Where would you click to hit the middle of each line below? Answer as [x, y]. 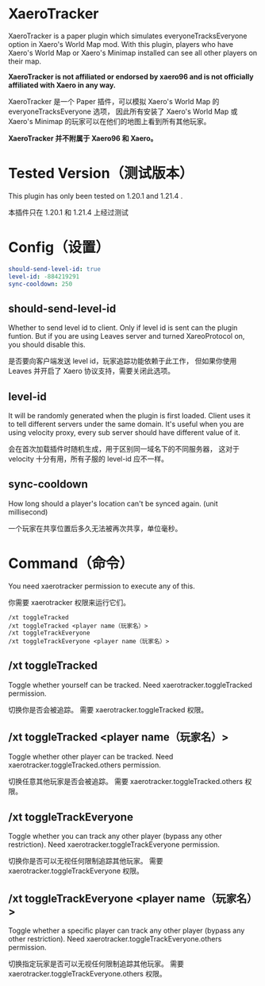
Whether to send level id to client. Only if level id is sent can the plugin [123, 328]
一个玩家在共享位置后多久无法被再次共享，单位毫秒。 [95, 528]
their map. [25, 61]
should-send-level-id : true [55, 269]
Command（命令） [71, 563]
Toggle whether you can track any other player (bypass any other [115, 837]
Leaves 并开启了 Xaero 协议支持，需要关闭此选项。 [92, 371]
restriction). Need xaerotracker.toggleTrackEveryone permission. [114, 844]
